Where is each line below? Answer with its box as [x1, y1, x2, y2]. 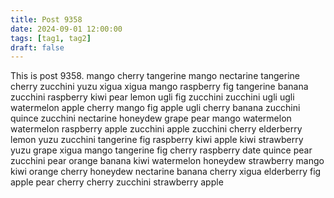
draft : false [10, 42, 65, 53]
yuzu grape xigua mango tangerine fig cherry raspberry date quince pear [10, 144, 313, 156]
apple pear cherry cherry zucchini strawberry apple [10, 176, 224, 188]
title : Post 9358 [10, 14, 83, 25]
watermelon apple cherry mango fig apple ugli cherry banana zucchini [10, 102, 301, 114]
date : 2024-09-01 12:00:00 [10, 24, 123, 34]
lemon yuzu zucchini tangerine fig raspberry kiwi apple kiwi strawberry [10, 134, 304, 146]
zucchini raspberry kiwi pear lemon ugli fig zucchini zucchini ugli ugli [10, 91, 295, 103]
